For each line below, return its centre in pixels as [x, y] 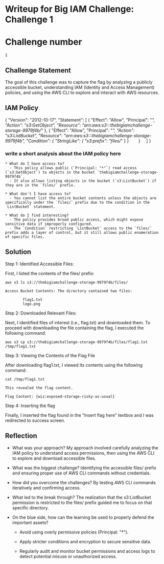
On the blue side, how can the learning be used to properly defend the [83, 517]
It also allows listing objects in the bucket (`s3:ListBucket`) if [85, 181]
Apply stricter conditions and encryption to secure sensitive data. [85, 541]
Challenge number [44, 42]
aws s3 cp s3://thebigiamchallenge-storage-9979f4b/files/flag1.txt [76, 342]
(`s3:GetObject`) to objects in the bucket [50, 172]
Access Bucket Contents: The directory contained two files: [69, 291]
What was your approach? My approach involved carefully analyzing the [85, 448]
